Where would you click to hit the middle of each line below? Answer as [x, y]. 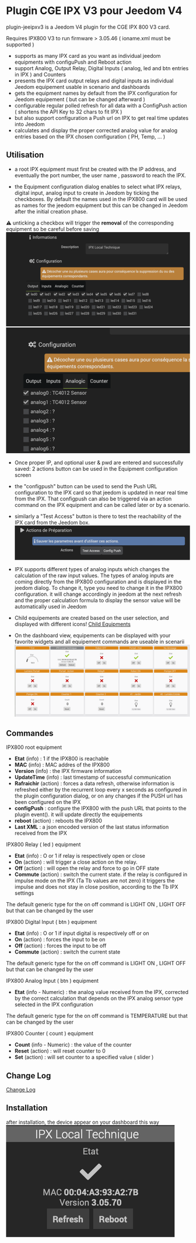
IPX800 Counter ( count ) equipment [50, 1034]
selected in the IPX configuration [54, 1004]
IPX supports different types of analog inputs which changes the [92, 569]
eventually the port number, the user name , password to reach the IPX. [100, 175]
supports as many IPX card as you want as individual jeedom [87, 56]
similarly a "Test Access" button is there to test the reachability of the [98, 516]
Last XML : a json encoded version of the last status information [92, 827]
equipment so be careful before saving [52, 229]
